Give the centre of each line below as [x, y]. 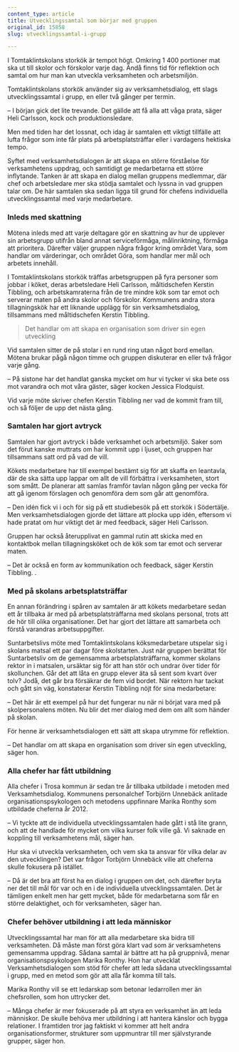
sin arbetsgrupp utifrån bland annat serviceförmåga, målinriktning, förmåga [118, 240]
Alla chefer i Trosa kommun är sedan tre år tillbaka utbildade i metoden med [118, 786]
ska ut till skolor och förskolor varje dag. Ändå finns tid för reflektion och [113, 68]
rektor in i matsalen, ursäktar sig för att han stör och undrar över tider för [114, 666]
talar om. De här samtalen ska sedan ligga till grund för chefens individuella [118, 191]
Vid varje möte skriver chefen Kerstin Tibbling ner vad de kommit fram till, [115, 400]
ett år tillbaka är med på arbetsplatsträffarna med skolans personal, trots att [118, 614]
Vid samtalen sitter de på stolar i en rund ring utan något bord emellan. [111, 350]
